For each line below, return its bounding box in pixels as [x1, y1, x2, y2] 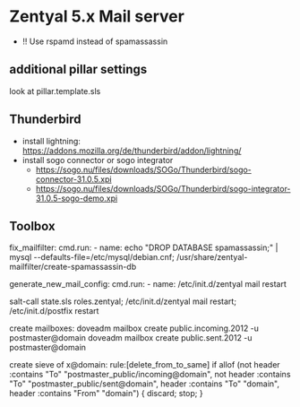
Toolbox [9, 218, 56, 234]
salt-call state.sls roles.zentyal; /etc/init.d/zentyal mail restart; [9, 296, 237, 307]
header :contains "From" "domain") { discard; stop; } [9, 388, 203, 399]
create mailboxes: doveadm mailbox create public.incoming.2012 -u [9, 323, 260, 333]
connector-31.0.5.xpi [35, 173, 112, 185]
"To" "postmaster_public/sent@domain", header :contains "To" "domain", [9, 378, 280, 389]
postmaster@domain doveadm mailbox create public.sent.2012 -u [9, 333, 253, 343]
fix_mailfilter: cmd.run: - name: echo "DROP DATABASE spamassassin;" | [9, 242, 279, 253]
